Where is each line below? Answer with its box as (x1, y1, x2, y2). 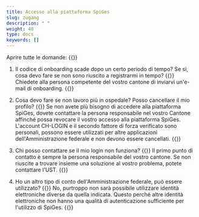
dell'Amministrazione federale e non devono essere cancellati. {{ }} (15, 135, 181, 142)
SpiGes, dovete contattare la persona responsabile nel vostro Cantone (15, 110, 191, 116)
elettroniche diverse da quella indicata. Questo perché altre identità (15, 191, 184, 198)
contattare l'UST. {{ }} (15, 166, 69, 173)
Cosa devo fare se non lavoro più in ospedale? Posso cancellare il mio (15, 96, 190, 104)
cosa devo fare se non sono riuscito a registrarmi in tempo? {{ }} (15, 72, 175, 79)
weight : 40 (6, 25, 34, 32)
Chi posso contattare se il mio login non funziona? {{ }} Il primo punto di (15, 147, 193, 154)
